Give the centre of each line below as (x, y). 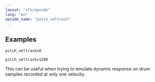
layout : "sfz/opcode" (28, 10)
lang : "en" (17, 14)
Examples (21, 39)
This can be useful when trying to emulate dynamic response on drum (78, 69)
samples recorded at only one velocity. (45, 74)
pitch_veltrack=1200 (27, 60)
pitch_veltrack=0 (23, 51)
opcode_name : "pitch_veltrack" (38, 19)
